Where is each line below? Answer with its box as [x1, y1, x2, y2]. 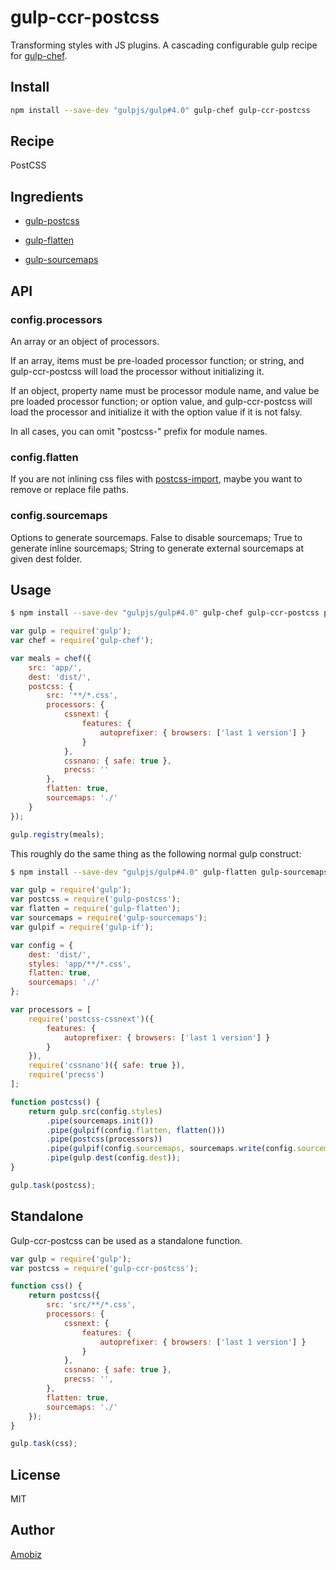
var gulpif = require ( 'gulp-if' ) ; [10, 922, 155, 932]
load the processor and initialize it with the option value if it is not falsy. [10, 406, 303, 418]
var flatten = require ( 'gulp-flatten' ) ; [10, 904, 182, 914]
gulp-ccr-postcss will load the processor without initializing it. [10, 365, 265, 377]
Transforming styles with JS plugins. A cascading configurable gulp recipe [10, 39, 318, 51]
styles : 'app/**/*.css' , [28, 959, 132, 969]
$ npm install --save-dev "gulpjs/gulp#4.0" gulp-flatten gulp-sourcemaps [10, 867, 329, 877]
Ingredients [10, 188, 84, 205]
